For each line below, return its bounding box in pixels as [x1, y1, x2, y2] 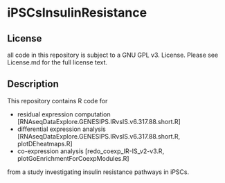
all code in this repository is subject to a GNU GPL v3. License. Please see [7, 51, 219, 59]
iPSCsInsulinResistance [7, 5, 147, 21]
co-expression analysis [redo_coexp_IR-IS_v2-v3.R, [17, 147, 165, 155]
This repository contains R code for [7, 96, 108, 105]
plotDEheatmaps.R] [17, 139, 73, 148]
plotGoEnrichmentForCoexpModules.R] [17, 154, 129, 162]
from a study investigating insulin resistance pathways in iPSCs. [7, 168, 189, 176]
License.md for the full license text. [7, 58, 108, 67]
